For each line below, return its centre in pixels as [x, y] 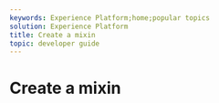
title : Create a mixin [52, 35]
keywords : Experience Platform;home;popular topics [109, 18]
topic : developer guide [55, 43]
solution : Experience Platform [69, 26]
